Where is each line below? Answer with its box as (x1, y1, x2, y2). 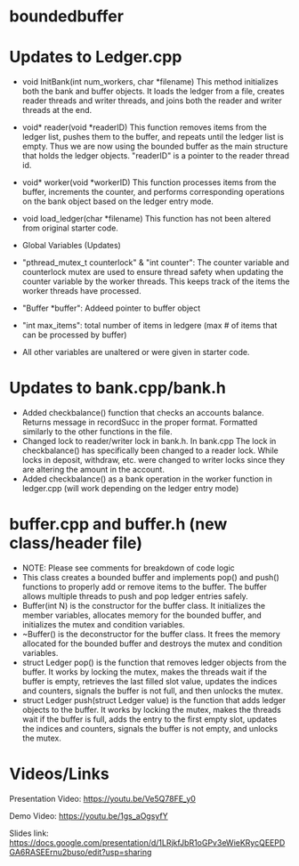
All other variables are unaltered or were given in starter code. (21, 347, 250, 358)
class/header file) (9, 533, 142, 554)
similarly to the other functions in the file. (21, 426, 174, 437)
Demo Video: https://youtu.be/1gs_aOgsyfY (9, 810, 168, 821)
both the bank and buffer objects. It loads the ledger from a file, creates (21, 86, 285, 97)
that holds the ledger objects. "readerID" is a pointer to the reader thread (21, 150, 290, 161)
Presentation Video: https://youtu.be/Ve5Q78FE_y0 (9, 793, 196, 804)
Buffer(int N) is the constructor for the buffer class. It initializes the (21, 601, 265, 611)
